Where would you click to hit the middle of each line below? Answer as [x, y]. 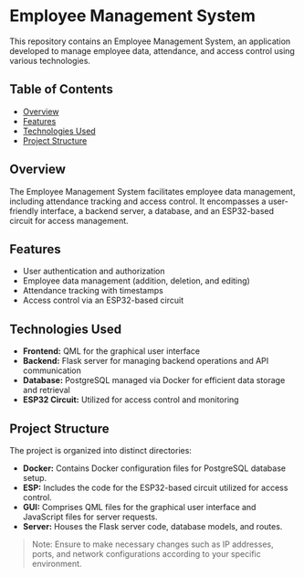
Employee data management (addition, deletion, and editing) [136, 281]
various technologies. [50, 60]
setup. [35, 478]
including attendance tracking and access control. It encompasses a [138, 201]
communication [52, 370]
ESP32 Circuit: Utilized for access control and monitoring [131, 400]
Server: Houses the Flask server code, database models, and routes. [152, 526]
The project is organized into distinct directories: [100, 450]
